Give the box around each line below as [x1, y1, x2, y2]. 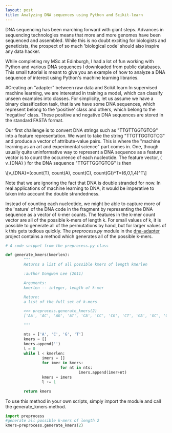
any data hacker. [5, 48, 40, 54]
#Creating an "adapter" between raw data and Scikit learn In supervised [5, 84, 158, 90]
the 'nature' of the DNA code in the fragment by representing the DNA [5, 206, 153, 212]
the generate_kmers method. [5, 403, 67, 409]
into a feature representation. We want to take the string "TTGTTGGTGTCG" [5, 132, 165, 139]
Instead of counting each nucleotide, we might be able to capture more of [5, 201, 161, 207]
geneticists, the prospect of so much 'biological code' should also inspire [5, 43, 160, 49]
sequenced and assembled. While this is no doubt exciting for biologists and [5, 37, 166, 44]
